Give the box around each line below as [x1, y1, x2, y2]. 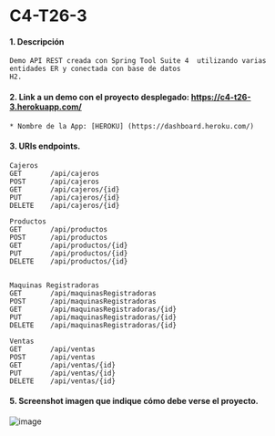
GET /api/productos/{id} [9, 241, 128, 250]
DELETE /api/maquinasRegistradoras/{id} [9, 320, 178, 329]
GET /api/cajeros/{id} [9, 184, 120, 194]
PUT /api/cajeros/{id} [9, 192, 120, 202]
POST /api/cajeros [9, 177, 100, 186]
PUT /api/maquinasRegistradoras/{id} [9, 312, 178, 322]
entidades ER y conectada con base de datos [9, 65, 181, 74]
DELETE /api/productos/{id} [9, 256, 128, 265]
